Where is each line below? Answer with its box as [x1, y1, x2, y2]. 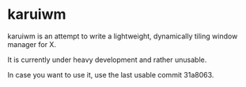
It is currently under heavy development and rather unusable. [7, 55, 207, 64]
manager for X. [7, 39, 57, 49]
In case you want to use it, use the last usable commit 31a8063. [7, 70, 214, 79]
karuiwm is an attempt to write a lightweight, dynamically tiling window [7, 31, 238, 41]
